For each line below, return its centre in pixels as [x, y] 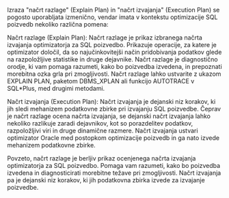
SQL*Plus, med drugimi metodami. [56, 88]
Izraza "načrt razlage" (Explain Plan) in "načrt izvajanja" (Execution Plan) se [113, 10]
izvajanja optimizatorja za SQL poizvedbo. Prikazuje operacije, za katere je [112, 45]
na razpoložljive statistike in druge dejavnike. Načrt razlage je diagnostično [112, 59]
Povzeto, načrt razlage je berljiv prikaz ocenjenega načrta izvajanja [102, 158]
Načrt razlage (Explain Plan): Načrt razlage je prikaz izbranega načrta [105, 38]
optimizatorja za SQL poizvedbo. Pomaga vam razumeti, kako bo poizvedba [114, 166]
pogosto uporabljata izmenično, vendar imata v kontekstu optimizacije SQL [112, 17]
